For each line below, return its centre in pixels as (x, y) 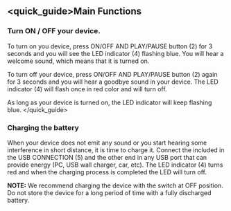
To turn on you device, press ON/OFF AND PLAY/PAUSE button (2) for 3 (110, 46)
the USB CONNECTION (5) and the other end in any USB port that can (107, 157)
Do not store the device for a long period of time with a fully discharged (109, 192)
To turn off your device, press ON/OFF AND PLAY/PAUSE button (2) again (112, 74)
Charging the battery (43, 127)
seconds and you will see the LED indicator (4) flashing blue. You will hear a (115, 53)
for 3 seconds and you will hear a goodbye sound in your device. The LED (113, 82)
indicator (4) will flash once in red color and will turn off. (87, 89)
